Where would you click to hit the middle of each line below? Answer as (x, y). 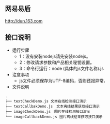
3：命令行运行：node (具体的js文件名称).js (62, 68)
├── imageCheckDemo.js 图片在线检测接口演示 (48, 111)
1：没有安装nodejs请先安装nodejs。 (55, 56)
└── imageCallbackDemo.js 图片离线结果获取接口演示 (54, 117)
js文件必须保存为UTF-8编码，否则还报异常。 (63, 81)
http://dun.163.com (24, 21)
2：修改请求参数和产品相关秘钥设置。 (57, 62)
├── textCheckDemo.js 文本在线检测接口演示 (46, 101)
